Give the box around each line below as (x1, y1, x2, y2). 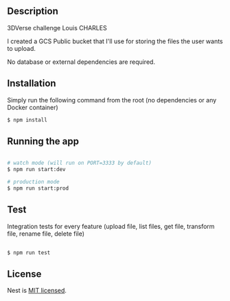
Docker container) (7, 103, 58, 111)
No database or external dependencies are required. (7, 58, 156, 66)
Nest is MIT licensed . (7, 287, 67, 295)
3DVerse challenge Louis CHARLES (7, 23, 108, 32)
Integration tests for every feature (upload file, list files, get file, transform (7, 222, 215, 230)
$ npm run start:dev (7, 166, 67, 173)
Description (7, 5, 58, 17)
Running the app (7, 135, 79, 147)
